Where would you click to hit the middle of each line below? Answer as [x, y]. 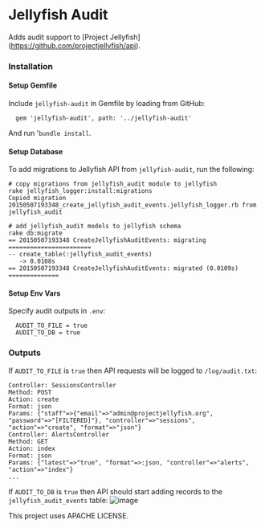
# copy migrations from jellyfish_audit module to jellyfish [113, 184]
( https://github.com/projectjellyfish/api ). [75, 45]
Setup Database [36, 151]
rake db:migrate [35, 233]
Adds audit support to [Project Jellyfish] [74, 37]
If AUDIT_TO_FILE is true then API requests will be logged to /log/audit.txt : [133, 370]
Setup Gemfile [33, 85]
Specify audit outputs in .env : [57, 311]
